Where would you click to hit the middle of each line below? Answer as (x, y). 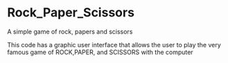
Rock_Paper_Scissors (71, 13)
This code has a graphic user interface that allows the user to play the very (114, 45)
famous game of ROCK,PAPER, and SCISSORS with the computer (100, 52)
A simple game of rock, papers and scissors (70, 32)
